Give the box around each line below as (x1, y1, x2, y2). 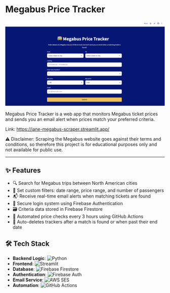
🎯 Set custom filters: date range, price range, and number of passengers (12, 187, 164, 193)
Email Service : (12, 277, 44, 283)
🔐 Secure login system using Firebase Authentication (12, 200, 123, 206)
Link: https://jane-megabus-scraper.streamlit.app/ (5, 126, 110, 132)
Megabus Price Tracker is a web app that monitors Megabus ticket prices (5, 111, 158, 117)
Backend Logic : (12, 255, 46, 262)
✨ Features (5, 166, 41, 175)
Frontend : (12, 261, 34, 267)
